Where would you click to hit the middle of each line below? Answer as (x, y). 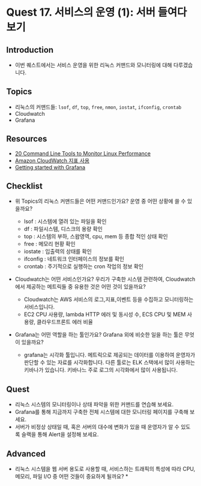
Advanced (26, 454)
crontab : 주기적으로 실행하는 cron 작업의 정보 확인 (84, 266)
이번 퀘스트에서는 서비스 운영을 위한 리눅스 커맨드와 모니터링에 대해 (93, 65)
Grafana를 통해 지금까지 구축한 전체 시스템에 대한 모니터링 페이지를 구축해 (102, 412)
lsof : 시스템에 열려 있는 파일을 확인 (65, 221)
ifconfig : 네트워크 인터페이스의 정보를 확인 (74, 259)
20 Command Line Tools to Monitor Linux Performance (83, 153)
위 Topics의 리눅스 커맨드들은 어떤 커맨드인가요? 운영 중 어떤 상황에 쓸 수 (100, 201)
